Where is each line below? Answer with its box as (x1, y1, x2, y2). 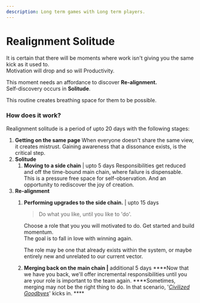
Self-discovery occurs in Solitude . (6, 85, 91, 92)
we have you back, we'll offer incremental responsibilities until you (23, 270, 187, 278)
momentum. (23, 228, 54, 235)
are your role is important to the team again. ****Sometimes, (23, 277, 176, 284)
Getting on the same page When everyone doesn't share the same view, (14, 136, 194, 143)
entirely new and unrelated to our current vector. (23, 252, 143, 260)
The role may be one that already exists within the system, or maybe (23, 246, 192, 253)
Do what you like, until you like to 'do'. (38, 210, 132, 218)
